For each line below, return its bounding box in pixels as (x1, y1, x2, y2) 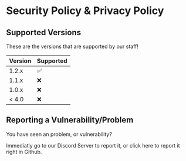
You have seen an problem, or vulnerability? (6, 131, 113, 138)
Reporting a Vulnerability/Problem (6, 115, 134, 125)
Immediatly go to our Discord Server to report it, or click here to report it (6, 142, 180, 149)
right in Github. (6, 148, 42, 155)
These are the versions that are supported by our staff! (6, 43, 139, 50)
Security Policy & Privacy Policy (6, 4, 164, 18)
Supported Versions (6, 28, 81, 37)
